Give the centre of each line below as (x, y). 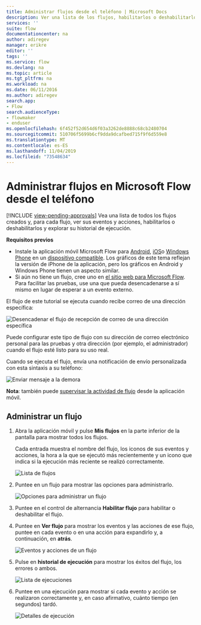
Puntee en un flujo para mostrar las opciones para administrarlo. (94, 485)
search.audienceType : (33, 112)
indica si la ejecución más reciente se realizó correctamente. (89, 461)
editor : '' (20, 51)
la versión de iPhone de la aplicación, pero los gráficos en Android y (99, 264)
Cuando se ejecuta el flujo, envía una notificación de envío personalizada (96, 362)
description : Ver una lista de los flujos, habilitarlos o (81, 17)
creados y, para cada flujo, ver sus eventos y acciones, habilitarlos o (91, 222)
